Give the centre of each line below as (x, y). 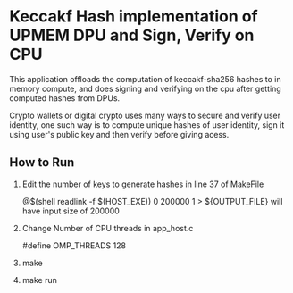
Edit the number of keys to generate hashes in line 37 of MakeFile (143, 184)
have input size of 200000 (71, 211)
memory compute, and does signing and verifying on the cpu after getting (145, 88)
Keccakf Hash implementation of (134, 17)
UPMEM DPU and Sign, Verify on (132, 35)
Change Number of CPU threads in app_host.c (108, 228)
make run (40, 280)
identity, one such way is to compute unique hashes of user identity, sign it (147, 125)
